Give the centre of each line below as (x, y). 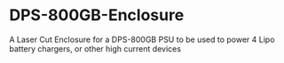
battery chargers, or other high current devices (95, 48)
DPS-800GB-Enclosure (97, 15)
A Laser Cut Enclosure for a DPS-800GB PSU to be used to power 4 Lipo (142, 39)
